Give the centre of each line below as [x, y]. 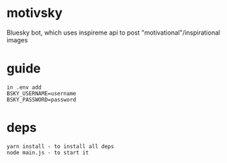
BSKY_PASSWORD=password [42, 99]
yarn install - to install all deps [60, 146]
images [17, 40]
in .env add [24, 87]
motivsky [35, 13]
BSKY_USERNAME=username [42, 93]
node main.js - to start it [48, 152]
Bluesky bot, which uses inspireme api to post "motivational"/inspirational [114, 32]
